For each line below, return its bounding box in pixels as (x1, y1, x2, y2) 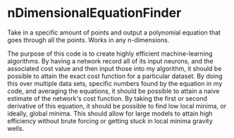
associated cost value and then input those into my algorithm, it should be (7, 64, 222, 73)
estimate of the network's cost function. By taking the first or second (7, 94, 208, 103)
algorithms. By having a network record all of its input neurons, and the (7, 56, 214, 65)
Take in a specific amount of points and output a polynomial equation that (7, 28, 221, 37)
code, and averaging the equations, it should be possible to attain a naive (7, 87, 220, 95)
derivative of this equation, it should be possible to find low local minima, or (7, 101, 227, 110)
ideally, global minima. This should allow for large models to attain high (7, 109, 213, 118)
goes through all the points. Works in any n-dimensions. (7, 35, 170, 44)
